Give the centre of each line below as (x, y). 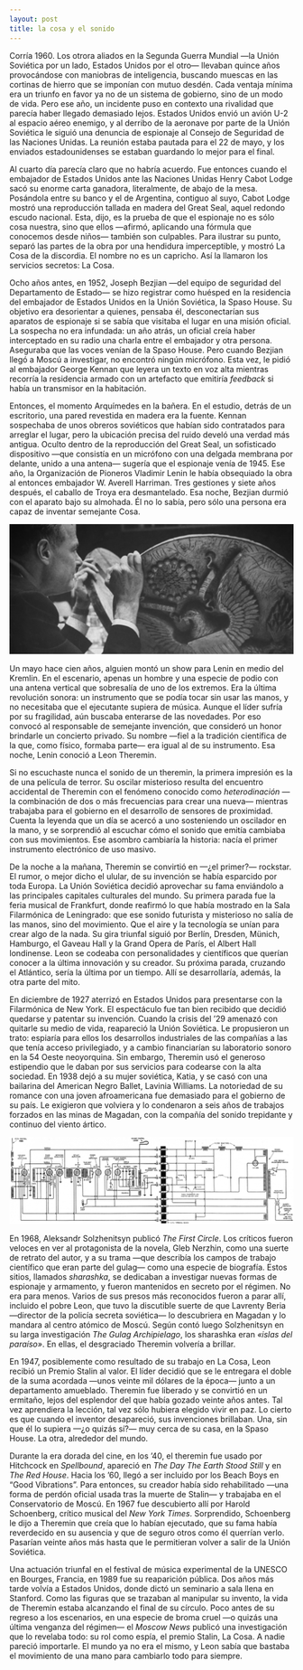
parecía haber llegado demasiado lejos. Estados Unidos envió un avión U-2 (149, 113)
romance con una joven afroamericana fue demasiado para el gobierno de (147, 1095)
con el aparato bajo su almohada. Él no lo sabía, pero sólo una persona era (148, 502)
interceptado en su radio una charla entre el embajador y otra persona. (141, 340)
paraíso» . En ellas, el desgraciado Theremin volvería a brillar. (123, 1344)
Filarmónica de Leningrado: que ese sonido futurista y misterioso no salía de (151, 915)
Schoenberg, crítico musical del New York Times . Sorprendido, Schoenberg (150, 1514)
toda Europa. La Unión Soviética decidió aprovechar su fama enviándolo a (147, 886)
